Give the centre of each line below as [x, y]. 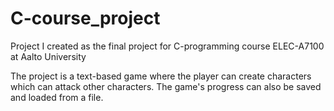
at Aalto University [48, 56]
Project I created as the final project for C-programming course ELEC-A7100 [167, 46]
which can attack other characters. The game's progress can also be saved [166, 86]
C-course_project [85, 18]
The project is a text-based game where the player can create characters [161, 76]
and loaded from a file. [57, 97]
